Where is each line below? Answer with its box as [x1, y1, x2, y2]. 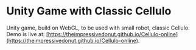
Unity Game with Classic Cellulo [6, 4, 172, 18]
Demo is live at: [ [6, 30, 49, 37]
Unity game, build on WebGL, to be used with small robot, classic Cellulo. [6, 24, 190, 31]
